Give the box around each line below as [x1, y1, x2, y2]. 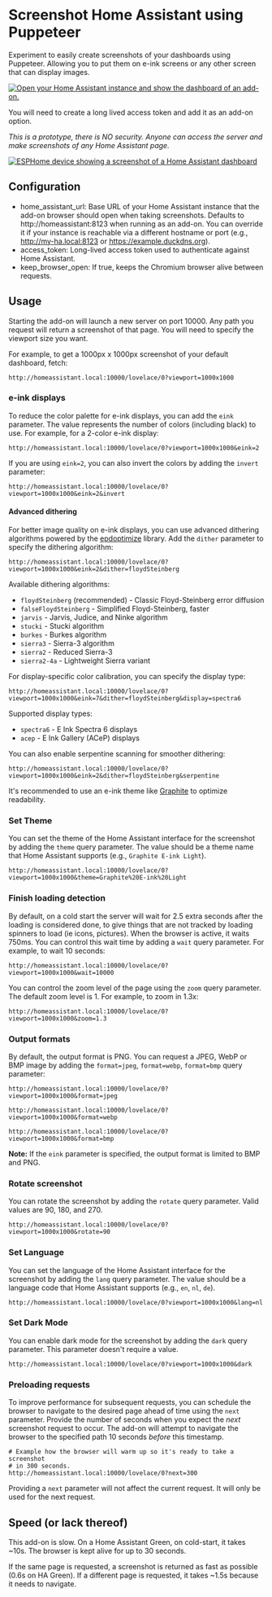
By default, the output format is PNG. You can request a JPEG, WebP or [8, 1051, 248, 1061]
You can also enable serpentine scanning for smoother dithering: [8, 749, 226, 759]
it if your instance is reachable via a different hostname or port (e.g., [19, 227, 248, 237]
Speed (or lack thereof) [8, 1516, 128, 1529]
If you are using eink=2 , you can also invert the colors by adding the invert [8, 458, 259, 467]
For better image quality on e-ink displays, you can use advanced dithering [8, 525, 260, 535]
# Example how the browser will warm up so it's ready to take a [8, 1448, 234, 1456]
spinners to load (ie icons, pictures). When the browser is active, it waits [8, 928, 250, 938]
